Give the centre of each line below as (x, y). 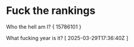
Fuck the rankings (51, 11)
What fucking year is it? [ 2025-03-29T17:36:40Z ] (67, 38)
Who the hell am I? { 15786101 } (44, 27)
